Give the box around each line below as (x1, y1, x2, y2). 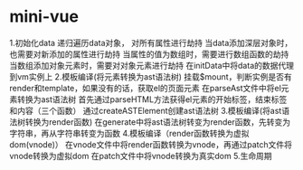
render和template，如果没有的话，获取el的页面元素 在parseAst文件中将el (9, 82, 282, 93)
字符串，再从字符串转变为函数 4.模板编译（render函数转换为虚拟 (9, 127, 251, 138)
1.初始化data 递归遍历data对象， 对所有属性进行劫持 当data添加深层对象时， (9, 37, 293, 48)
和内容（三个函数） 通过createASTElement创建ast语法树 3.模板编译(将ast (9, 105, 282, 116)
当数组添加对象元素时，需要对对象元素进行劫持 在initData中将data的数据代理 (9, 60, 294, 71)
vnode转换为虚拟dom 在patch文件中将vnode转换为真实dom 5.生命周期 (9, 150, 273, 161)
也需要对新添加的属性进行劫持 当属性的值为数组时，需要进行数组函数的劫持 (9, 48, 289, 60)
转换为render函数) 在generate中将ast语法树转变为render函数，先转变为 (24, 116, 291, 127)
